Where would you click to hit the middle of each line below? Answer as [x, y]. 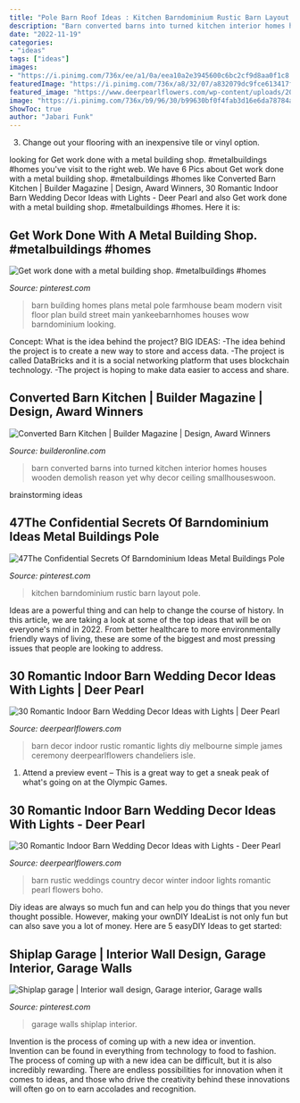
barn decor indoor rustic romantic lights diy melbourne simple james [157, 746]
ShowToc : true [36, 109]
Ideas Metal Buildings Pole [84, 537]
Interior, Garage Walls [71, 968]
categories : [31, 42]
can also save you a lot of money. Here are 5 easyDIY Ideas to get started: [146, 926]
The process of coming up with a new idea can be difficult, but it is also [141, 1060]
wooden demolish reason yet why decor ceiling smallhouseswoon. [154, 477]
